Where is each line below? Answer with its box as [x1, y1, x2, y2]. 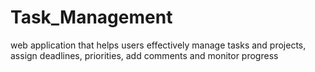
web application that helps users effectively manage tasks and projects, [10, 39, 307, 51]
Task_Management [10, 6, 173, 29]
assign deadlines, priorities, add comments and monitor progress [10, 49, 279, 61]
